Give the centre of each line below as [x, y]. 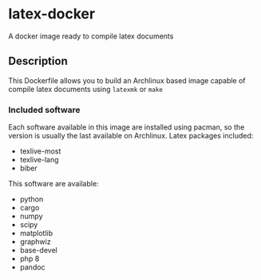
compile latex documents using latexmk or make [86, 89]
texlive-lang [39, 160]
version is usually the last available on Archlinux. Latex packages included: [131, 136]
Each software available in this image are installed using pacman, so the [127, 127]
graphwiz [35, 242]
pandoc [32, 267]
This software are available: [53, 184]
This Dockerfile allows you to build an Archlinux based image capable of [127, 80]
